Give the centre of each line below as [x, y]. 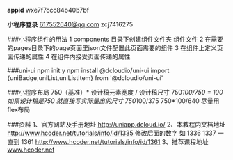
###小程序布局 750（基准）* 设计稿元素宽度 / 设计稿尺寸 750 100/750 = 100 [115, 92]
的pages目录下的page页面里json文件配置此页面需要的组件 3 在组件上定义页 [115, 48]
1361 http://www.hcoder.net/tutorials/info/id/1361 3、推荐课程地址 [114, 142]
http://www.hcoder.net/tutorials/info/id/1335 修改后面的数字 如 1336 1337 [112, 133]
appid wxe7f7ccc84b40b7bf [48, 10]
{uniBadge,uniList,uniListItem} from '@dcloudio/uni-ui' [85, 78]
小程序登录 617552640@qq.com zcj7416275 [70, 24]
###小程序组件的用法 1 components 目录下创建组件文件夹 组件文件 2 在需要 [115, 39]
